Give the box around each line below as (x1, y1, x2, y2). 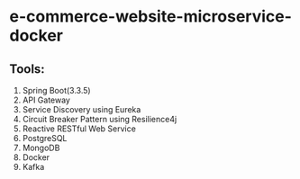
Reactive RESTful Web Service (22, 123, 137, 134)
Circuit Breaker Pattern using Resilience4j (22, 114, 177, 124)
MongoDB (22, 142, 60, 153)
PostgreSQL (22, 133, 68, 143)
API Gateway (22, 94, 70, 105)
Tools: (9, 61, 45, 76)
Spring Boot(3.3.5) (22, 85, 92, 95)
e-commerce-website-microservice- (9, 6, 293, 27)
